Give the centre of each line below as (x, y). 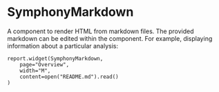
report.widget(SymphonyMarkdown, (55, 58)
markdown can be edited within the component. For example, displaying (110, 38)
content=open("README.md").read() (69, 77)
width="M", (35, 71)
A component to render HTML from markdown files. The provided (101, 31)
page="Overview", (45, 64)
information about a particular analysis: (63, 46)
